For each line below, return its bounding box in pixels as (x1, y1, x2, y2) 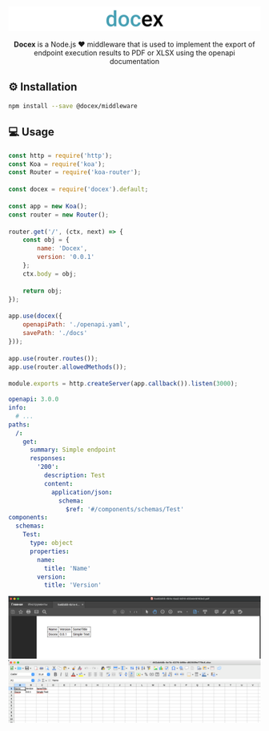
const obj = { (22, 236, 70, 244)
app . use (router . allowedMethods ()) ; (8, 363, 127, 371)
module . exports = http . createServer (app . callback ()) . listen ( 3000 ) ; (8, 380, 239, 388)
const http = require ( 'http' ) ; (8, 151, 113, 160)
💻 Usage (8, 125, 54, 139)
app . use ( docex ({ (8, 312, 62, 321)
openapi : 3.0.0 (8, 395, 59, 403)
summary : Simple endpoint (29, 446, 116, 454)
